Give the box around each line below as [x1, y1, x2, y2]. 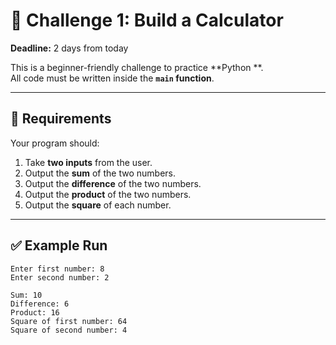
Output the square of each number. [24, 199, 172, 211]
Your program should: [10, 137, 100, 149]
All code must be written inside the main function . [10, 72, 215, 84]
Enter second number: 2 [10, 272, 110, 283]
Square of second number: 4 [10, 325, 128, 335]
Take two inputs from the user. [24, 156, 153, 168]
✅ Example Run [10, 237, 108, 254]
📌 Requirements [10, 110, 112, 128]
